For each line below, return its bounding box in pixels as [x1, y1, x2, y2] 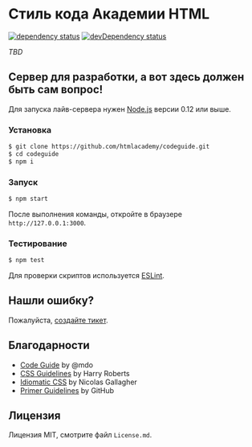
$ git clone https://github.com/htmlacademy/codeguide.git [8, 142, 210, 151]
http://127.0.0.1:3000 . [8, 218, 87, 228]
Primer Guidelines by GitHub [19, 385, 115, 395]
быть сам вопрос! [8, 83, 104, 96]
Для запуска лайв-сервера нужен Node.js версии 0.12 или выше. [8, 104, 231, 113]
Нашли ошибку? [8, 294, 95, 308]
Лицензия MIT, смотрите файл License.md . [8, 430, 152, 440]
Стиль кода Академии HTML [8, 5, 210, 23]
